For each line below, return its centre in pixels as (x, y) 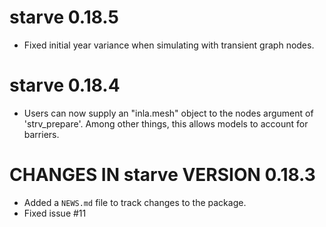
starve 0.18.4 (65, 85)
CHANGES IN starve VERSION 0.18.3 (162, 175)
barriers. (41, 134)
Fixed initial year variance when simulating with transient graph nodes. (169, 45)
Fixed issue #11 (55, 213)
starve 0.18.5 (64, 17)
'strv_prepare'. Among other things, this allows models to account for (166, 123)
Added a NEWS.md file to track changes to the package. (135, 202)
